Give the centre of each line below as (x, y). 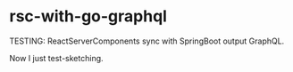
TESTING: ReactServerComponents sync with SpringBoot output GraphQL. (147, 41)
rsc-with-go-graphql (88, 16)
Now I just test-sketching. (57, 58)
